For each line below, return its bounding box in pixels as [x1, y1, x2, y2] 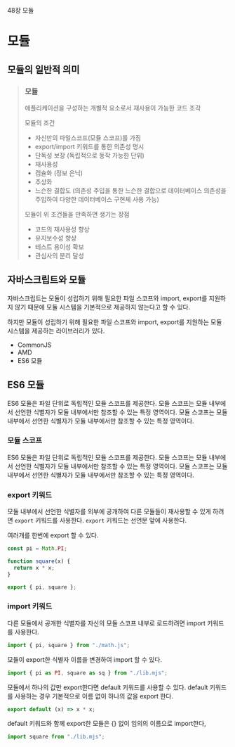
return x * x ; [13, 564, 55, 571]
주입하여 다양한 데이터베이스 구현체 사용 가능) [34, 195, 159, 203]
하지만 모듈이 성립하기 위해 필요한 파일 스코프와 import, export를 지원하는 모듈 [7, 317, 222, 326]
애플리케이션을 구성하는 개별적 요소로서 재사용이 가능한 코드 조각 [24, 103, 201, 112]
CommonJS [17, 340, 52, 349]
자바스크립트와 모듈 [7, 274, 86, 286]
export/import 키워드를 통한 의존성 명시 [34, 142, 145, 151]
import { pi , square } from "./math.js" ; [7, 641, 130, 649]
